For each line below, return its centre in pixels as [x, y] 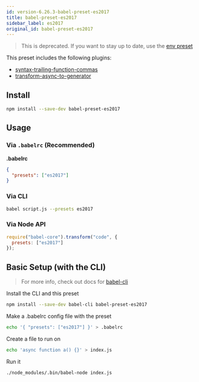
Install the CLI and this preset [43, 293]
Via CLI [17, 196]
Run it [14, 361]
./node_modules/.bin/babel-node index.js [59, 373]
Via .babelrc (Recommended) [51, 145]
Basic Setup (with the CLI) [56, 267]
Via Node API [26, 224]
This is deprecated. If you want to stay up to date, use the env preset [107, 46]
